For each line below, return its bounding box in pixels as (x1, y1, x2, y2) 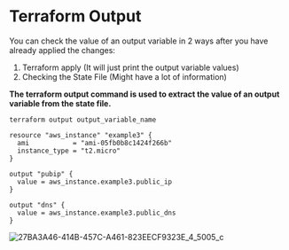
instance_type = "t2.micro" (17, 146, 121, 155)
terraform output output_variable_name (9, 115, 157, 124)
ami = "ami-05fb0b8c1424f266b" (17, 138, 173, 147)
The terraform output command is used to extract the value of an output (9, 89, 280, 99)
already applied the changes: (9, 44, 115, 55)
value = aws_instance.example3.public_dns (17, 208, 176, 217)
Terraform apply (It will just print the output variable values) (21, 62, 239, 73)
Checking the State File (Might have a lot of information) (21, 71, 228, 82)
